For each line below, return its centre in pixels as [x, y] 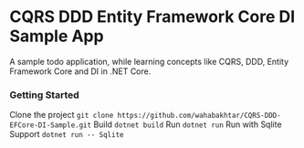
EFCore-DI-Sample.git [51, 125]
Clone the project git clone [62, 115]
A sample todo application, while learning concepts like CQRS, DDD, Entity [149, 61]
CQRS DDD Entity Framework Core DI [152, 17]
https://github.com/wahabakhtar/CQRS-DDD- [199, 116]
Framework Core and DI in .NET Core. [80, 71]
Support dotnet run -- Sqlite [67, 134]
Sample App [57, 36]
